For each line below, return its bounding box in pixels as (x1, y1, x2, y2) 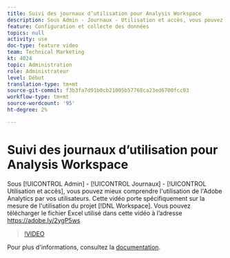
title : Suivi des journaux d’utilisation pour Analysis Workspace (7, 10, 202, 17)
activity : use (7, 36, 48, 43)
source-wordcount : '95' (7, 100, 76, 107)
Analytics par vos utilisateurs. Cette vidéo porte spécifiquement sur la (7, 194, 205, 202)
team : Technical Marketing (7, 49, 85, 56)
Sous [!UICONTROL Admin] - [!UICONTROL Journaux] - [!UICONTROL (7, 179, 207, 188)
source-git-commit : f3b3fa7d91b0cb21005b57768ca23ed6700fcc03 (7, 87, 189, 94)
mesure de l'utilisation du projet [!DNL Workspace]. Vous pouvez (7, 201, 191, 210)
